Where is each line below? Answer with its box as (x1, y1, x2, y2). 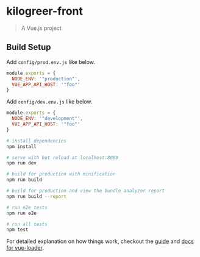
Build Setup (6, 42, 51, 52)
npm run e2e (6, 210, 37, 216)
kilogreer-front (6, 4, 84, 18)
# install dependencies (6, 138, 67, 144)
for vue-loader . (6, 244, 45, 252)
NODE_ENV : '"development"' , (12, 116, 84, 122)
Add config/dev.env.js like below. (6, 98, 93, 105)
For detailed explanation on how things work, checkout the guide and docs (6, 238, 194, 245)
